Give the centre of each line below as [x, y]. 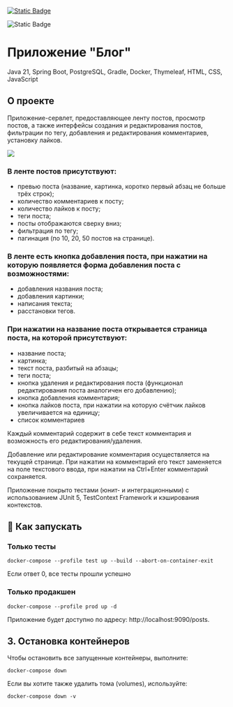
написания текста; [45, 304]
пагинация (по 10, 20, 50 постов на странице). [86, 238]
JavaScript [23, 79]
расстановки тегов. [46, 311]
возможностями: [38, 273]
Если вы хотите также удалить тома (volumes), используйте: [97, 684]
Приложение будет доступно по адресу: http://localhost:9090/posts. [108, 619]
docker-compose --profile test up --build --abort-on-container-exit [111, 561]
